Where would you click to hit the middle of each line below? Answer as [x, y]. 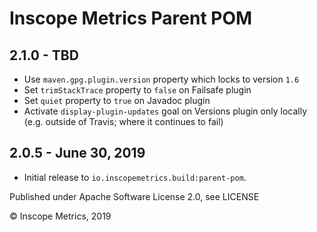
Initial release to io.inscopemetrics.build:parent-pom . [135, 177]
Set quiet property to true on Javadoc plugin [117, 100]
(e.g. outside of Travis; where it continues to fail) [123, 121]
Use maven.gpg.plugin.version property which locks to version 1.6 [161, 79]
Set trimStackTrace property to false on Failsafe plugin [137, 90]
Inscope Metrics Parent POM [131, 18]
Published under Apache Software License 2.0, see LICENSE [134, 196]
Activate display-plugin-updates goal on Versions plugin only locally [165, 111]
